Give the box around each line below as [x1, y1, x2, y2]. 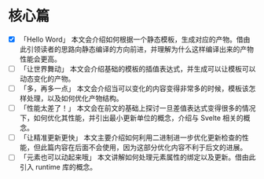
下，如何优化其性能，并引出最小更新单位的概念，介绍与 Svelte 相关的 [19, 113, 244, 122]
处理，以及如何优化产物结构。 [26, 93, 123, 103]
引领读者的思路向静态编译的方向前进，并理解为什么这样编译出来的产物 [26, 45, 254, 53]
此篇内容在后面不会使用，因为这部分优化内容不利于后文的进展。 [40, 143, 247, 152]
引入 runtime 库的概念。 [19, 163, 97, 172]
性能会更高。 [19, 54, 61, 64]
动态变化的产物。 [19, 74, 75, 83]
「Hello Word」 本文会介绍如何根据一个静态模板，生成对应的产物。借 [19, 35, 244, 44]
